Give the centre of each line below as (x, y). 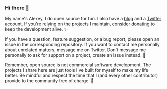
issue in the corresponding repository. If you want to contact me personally (82, 45)
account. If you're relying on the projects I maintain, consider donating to (80, 24)
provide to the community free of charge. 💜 (49, 81)
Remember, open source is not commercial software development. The (78, 65)
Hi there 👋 (17, 8)
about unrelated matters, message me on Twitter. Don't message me (76, 50)
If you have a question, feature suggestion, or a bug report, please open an (82, 39)
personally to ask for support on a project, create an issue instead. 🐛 (76, 55)
